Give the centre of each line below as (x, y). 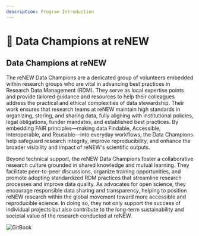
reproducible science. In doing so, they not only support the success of (94, 203)
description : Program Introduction (50, 12)
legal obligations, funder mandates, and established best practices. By (92, 122)
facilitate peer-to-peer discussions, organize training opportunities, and (94, 171)
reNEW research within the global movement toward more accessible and (96, 197)
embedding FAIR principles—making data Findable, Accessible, (83, 128)
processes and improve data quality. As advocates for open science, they (96, 184)
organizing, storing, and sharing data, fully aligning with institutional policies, (100, 115)
